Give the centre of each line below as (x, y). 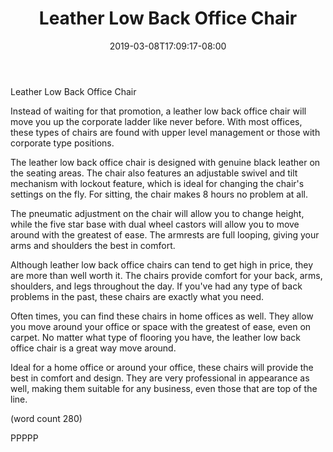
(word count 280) (46, 418)
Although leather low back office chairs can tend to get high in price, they (162, 264)
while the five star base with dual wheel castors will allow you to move (155, 224)
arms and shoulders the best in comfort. (93, 245)
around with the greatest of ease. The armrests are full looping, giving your (165, 234)
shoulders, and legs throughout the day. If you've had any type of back (156, 286)
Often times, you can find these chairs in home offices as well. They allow (162, 316)
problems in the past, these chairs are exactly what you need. (137, 296)
